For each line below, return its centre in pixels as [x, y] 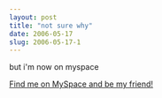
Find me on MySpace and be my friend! [81, 84]
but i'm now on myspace [54, 67]
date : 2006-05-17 [41, 34]
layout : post [33, 17]
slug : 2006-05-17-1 [45, 42]
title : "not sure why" [51, 26]
